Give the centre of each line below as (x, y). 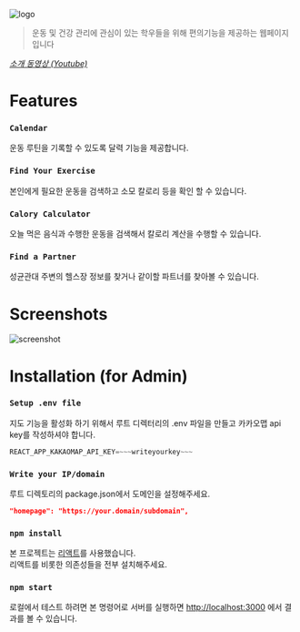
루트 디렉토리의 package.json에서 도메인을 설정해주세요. (110, 494)
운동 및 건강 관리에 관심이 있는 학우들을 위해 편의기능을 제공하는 (144, 33)
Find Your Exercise (52, 171)
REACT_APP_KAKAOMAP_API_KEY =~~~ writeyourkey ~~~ (101, 452)
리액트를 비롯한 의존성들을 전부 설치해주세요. (89, 565)
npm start (31, 588)
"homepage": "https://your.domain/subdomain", (99, 511)
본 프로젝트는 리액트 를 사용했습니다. (73, 553)
